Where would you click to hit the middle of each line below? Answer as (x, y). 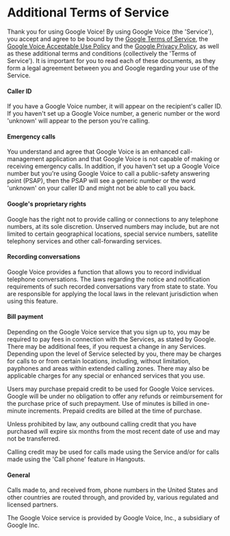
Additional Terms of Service (88, 13)
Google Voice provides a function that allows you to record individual (104, 271)
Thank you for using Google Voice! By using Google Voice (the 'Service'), (111, 32)
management (26, 159)
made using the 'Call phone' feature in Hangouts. (76, 459)
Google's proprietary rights (47, 204)
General (19, 475)
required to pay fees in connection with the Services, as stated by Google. (112, 339)
